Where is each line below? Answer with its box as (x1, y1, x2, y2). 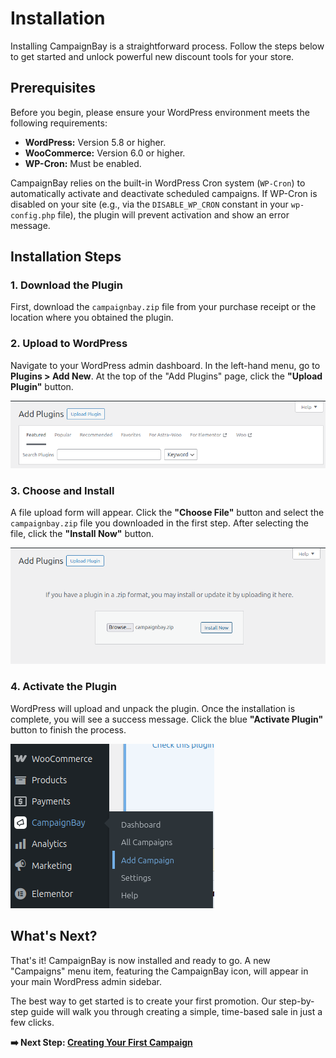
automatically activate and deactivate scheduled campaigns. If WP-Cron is (10, 187, 318, 199)
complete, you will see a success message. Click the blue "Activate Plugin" (10, 713, 324, 725)
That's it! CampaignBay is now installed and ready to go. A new (10, 954, 271, 966)
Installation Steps (10, 248, 122, 266)
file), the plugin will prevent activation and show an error (57, 208, 290, 221)
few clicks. (10, 1016, 55, 1028)
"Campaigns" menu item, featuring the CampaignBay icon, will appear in (10, 965, 309, 977)
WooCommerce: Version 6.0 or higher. (24, 147, 186, 159)
